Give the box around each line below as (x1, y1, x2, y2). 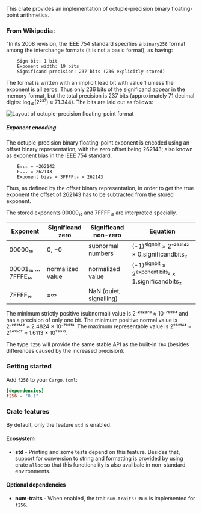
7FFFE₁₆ (9, 272, 32, 281)
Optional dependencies (6, 481, 66, 488)
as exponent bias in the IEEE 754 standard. (6, 152, 112, 159)
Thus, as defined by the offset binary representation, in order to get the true (6, 185, 194, 192)
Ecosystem (6, 435, 35, 442)
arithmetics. (20, 11, 50, 19)
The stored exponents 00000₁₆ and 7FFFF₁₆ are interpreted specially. (6, 209, 177, 216)
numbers (88, 249, 114, 258)
